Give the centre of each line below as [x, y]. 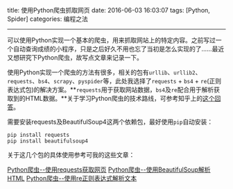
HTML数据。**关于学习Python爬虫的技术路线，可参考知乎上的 [114, 98]
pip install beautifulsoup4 [48, 141]
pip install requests [38, 135]
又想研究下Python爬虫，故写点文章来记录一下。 [75, 57]
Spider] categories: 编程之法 [48, 19]
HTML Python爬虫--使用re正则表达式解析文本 [72, 178]
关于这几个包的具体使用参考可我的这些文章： [71, 155]
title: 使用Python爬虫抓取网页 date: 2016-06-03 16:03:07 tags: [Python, [109, 10]
